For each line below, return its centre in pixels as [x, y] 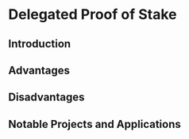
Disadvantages [46, 98]
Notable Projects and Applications [94, 124]
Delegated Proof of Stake [93, 15]
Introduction [40, 44]
